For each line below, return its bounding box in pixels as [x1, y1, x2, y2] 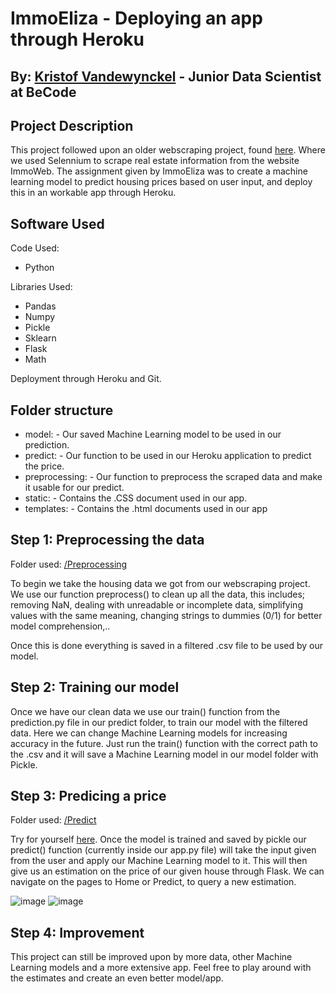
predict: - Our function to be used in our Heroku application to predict [24, 450, 312, 462]
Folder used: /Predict [10, 814, 97, 826]
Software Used [10, 215, 105, 232]
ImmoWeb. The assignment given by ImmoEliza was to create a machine [10, 165, 308, 177]
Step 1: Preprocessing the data [10, 532, 205, 549]
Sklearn [24, 332, 57, 344]
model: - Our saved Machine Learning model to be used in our [24, 428, 282, 441]
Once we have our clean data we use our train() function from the [10, 705, 281, 717]
